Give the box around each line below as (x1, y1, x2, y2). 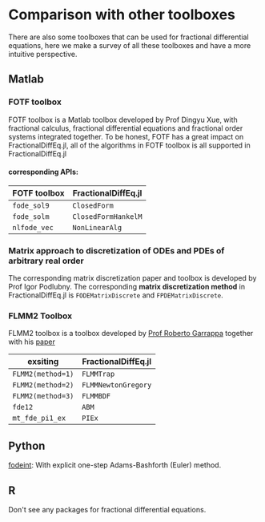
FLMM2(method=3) (12, 391, 74, 401)
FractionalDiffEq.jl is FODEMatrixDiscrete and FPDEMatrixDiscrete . (8, 290, 223, 300)
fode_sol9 (12, 200, 50, 210)
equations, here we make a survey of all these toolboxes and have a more (8, 40, 251, 50)
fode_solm (12, 212, 50, 221)
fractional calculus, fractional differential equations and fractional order (8, 123, 243, 133)
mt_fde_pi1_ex (12, 414, 66, 423)
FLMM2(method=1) (12, 370, 74, 378)
